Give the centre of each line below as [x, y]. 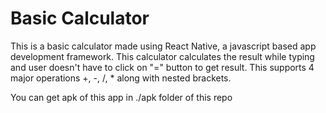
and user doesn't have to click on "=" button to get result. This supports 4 [162, 67]
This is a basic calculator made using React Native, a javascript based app [163, 46]
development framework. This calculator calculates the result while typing [162, 56]
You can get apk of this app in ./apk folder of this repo [121, 97]
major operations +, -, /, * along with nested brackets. [121, 78]
